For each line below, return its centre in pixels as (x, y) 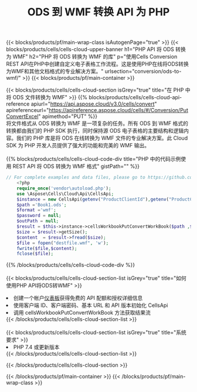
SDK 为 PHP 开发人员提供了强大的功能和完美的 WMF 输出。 (78, 146)
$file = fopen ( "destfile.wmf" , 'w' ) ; (63, 243)
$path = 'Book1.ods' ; (42, 205)
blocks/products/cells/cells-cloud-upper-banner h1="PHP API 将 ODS (90, 49)
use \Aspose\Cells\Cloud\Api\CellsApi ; (65, 194)
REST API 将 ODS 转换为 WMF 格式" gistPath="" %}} (76, 166)
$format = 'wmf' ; (37, 210)
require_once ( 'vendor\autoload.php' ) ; (64, 188)
